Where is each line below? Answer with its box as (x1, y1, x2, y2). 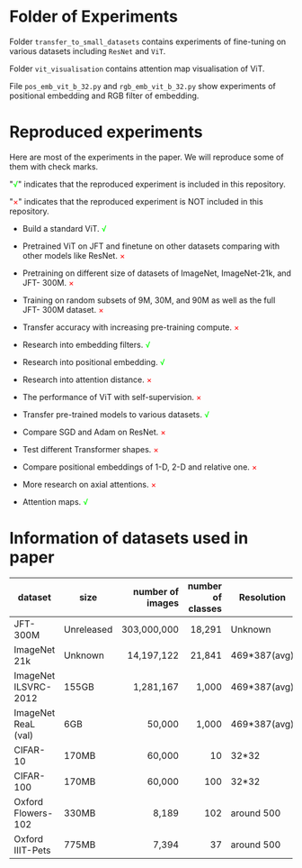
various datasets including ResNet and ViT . (9, 45, 166, 56)
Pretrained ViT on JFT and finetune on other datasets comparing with (22, 241, 280, 251)
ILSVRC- (13, 681, 52, 693)
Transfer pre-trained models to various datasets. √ (22, 408, 209, 420)
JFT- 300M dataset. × (22, 304, 104, 315)
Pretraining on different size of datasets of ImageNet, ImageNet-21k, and (22, 268, 292, 279)
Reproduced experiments (9, 122, 203, 142)
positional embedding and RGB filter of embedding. (9, 90, 200, 101)
